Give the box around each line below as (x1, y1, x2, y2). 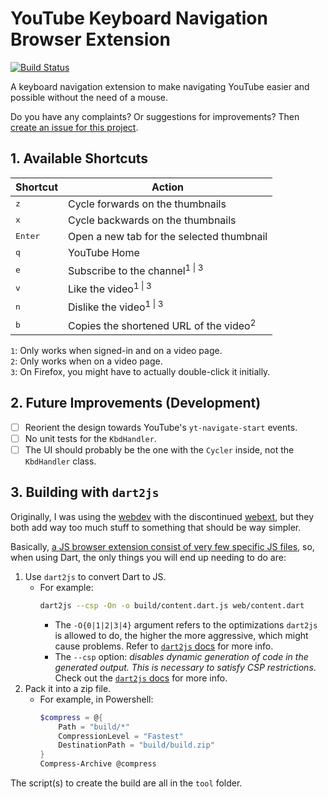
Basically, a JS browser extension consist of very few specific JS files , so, (10, 540, 315, 552)
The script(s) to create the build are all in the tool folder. (10, 777, 243, 789)
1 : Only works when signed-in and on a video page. (10, 345, 223, 357)
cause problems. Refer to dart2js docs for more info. (54, 640, 274, 652)
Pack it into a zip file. (24, 682, 112, 694)
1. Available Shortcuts (10, 150, 149, 167)
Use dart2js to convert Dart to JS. (24, 570, 167, 582)
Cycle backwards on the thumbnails (68, 213, 237, 227)
